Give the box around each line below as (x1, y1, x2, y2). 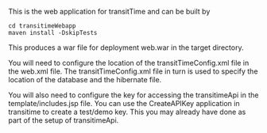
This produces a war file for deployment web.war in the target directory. (8, 43, 244, 52)
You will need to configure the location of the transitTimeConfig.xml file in (8, 59, 250, 67)
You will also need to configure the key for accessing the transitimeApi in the (8, 90, 259, 100)
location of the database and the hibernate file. (8, 75, 162, 84)
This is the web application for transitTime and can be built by (8, 7, 211, 16)
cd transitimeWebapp (8, 22, 77, 30)
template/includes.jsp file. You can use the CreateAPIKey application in (8, 99, 240, 108)
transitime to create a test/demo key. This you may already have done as (8, 107, 246, 116)
